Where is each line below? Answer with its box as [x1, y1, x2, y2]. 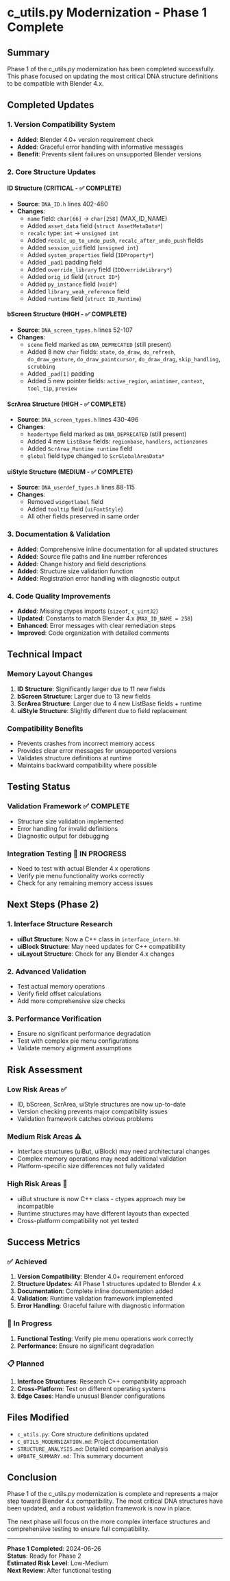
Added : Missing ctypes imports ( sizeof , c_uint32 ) [16, 607, 159, 615]
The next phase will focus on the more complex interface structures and [7, 1517, 211, 1526]
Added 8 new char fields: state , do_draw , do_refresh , [27, 348, 176, 356]
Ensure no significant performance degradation [16, 1030, 151, 1038]
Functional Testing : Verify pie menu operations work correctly [16, 1334, 194, 1342]
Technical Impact [7, 649, 83, 660]
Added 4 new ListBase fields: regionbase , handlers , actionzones [27, 437, 208, 446]
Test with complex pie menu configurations [16, 1037, 139, 1045]
